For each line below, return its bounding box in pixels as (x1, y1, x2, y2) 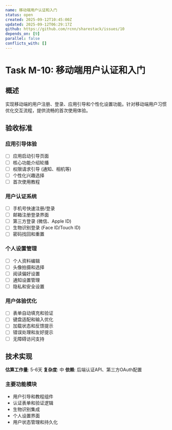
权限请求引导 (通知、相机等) (12, 166, 72, 172)
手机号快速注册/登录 (12, 205, 55, 211)
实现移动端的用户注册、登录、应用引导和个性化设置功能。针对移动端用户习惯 (5, 101, 167, 107)
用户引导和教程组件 (12, 393, 54, 399)
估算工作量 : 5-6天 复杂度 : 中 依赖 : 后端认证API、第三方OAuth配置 (5, 367, 142, 373)
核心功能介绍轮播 (12, 159, 49, 165)
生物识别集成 (12, 406, 40, 412)
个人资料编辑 (12, 257, 40, 264)
